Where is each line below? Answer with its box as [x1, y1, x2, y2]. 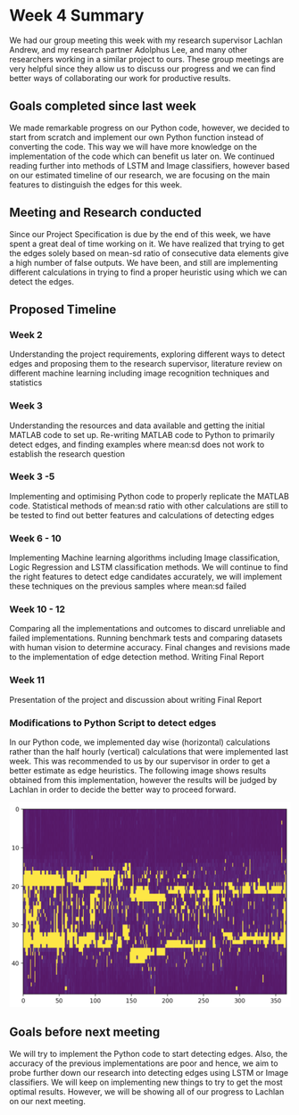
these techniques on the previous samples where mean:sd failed [9, 581, 247, 591]
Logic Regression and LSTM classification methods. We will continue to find [9, 562, 288, 573]
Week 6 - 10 [9, 532, 62, 544]
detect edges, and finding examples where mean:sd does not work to [9, 439, 265, 450]
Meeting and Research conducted [9, 205, 203, 220]
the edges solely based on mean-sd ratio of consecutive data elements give [9, 247, 289, 259]
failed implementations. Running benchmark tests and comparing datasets [9, 632, 283, 643]
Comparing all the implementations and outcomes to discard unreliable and [9, 624, 286, 634]
